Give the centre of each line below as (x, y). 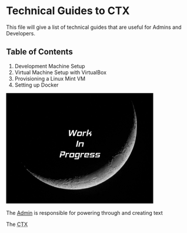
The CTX (17, 224)
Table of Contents (40, 52)
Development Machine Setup (50, 66)
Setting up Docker (36, 85)
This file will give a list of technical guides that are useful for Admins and (94, 27)
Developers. (21, 33)
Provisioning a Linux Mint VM (50, 78)
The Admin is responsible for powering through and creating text (84, 212)
